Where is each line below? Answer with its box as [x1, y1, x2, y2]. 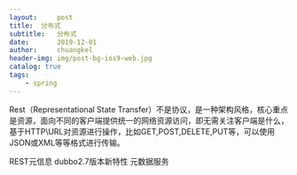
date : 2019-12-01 [9, 37, 98, 47]
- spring [25, 79, 58, 87]
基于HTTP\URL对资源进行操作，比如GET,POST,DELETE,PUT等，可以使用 [9, 126, 275, 137]
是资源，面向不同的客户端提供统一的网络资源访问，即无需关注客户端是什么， [9, 115, 289, 126]
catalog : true [9, 63, 62, 72]
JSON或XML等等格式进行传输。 [9, 137, 126, 148]
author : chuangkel [9, 46, 93, 55]
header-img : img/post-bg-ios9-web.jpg [9, 54, 152, 63]
